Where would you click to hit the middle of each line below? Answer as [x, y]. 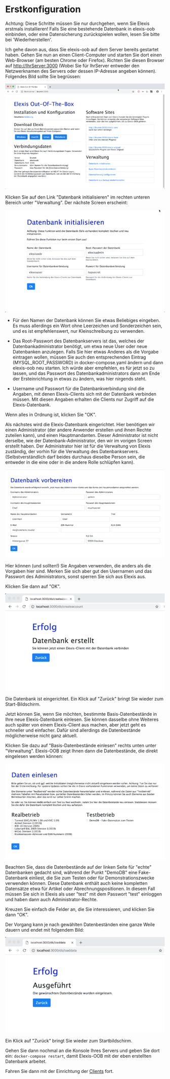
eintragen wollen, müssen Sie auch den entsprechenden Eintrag [79, 357]
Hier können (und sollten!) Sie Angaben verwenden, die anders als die [78, 565]
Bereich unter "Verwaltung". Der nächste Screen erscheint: [67, 202]
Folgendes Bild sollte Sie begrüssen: [43, 76]
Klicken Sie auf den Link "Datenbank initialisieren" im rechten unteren [78, 197]
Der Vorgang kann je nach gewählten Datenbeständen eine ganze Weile [80, 924]
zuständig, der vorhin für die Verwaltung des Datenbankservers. [72, 452]
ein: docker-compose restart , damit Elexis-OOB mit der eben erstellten [78, 1056]
